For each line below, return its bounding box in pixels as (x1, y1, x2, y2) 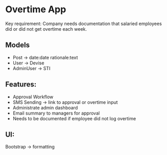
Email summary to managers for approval (12, 110, 100, 116)
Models (5, 41, 30, 50)
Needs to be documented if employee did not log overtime (12, 115, 136, 121)
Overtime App (5, 4, 67, 15)
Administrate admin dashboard (12, 104, 78, 110)
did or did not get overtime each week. (5, 26, 87, 32)
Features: (5, 80, 37, 89)
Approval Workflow (12, 94, 54, 100)
